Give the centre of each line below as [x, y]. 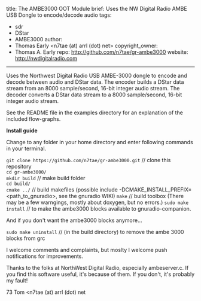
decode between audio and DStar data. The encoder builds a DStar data [95, 82]
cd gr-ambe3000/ [26, 172]
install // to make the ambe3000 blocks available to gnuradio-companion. [99, 209]
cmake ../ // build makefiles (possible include [62, 190]
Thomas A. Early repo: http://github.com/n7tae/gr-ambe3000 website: [101, 52]
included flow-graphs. [33, 119]
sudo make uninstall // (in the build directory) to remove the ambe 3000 [95, 232]
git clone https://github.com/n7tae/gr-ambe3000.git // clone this [89, 160]
